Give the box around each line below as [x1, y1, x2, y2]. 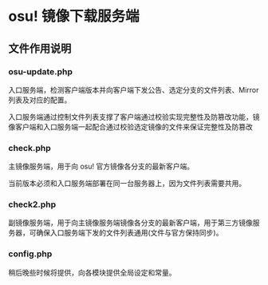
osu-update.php [8, 65, 73, 77]
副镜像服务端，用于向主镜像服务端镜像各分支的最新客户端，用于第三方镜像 [8, 218, 253, 228]
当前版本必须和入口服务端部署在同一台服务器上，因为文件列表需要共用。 [8, 179, 246, 188]
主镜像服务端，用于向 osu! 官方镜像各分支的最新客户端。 [8, 161, 194, 172]
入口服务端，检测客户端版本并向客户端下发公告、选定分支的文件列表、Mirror [8, 85, 259, 94]
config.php [8, 248, 53, 259]
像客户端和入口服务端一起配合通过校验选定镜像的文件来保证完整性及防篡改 [8, 121, 253, 132]
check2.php [8, 199, 57, 210]
